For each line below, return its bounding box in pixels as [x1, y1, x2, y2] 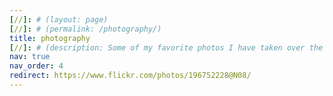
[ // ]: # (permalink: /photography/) [9, 24, 162, 34]
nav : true [9, 52, 51, 62]
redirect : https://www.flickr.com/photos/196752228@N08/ [9, 71, 252, 81]
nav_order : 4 [9, 61, 64, 71]
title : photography [9, 33, 91, 43]
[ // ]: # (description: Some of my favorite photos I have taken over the [9, 42, 324, 53]
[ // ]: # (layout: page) [9, 14, 109, 25]
